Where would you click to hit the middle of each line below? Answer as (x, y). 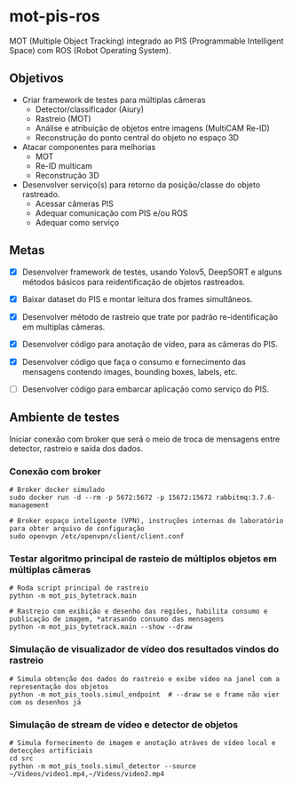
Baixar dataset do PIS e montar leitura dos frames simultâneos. (137, 298)
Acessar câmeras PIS (74, 203)
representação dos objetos (59, 687)
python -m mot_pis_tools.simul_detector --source (103, 766)
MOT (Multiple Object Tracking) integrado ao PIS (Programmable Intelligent (146, 41)
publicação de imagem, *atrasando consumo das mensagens (117, 619)
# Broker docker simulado (57, 490)
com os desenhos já (45, 702)
